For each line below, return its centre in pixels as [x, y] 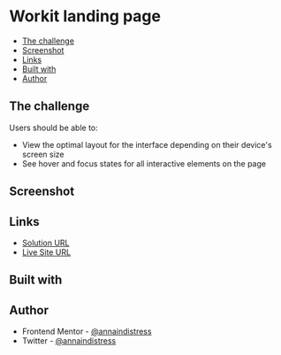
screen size [43, 154]
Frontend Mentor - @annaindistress [87, 332]
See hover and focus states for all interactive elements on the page [144, 163]
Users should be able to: [54, 127]
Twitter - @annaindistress [69, 341]
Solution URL [46, 243]
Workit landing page [85, 16]
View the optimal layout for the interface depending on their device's [147, 144]
